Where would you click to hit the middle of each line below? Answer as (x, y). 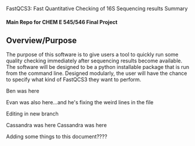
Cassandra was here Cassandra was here (56, 125)
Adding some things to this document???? (57, 137)
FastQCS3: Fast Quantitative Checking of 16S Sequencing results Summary (97, 9)
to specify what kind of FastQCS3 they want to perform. (74, 79)
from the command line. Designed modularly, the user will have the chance (97, 74)
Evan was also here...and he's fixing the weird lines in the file (80, 102)
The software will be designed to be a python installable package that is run (98, 67)
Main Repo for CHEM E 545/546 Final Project (62, 22)
